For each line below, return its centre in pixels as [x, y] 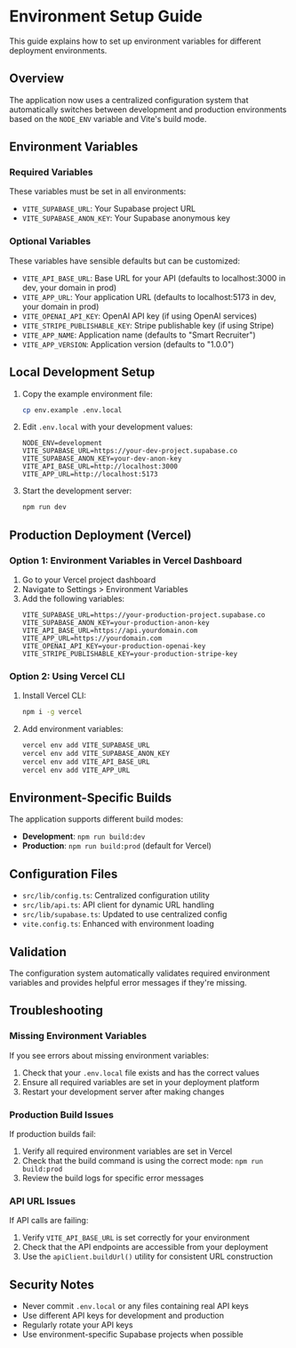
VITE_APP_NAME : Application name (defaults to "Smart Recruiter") [139, 335]
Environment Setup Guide [106, 16]
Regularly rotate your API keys [77, 1325]
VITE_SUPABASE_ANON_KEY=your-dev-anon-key [102, 459]
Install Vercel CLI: [54, 695]
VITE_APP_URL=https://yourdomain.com [92, 638]
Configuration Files [64, 874]
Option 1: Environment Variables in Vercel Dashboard [126, 560]
